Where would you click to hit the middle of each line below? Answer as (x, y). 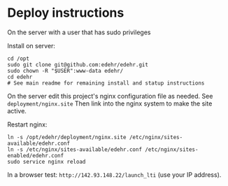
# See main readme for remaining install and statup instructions (106, 83)
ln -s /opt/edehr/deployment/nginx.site (67, 137)
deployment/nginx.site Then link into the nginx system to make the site (110, 103)
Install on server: (31, 45)
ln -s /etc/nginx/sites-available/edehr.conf (74, 149)
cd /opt (19, 58)
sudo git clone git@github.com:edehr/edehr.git (78, 64)
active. (17, 110)
